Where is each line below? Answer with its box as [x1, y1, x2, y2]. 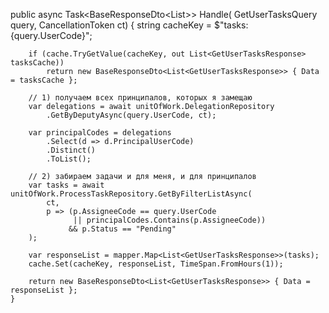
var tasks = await [28, 180, 105, 190]
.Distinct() [46, 145, 97, 155]
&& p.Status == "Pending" [68, 224, 177, 234]
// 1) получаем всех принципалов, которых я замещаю [28, 93, 253, 103]
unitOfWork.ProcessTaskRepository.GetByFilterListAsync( [10, 189, 253, 199]
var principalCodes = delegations [28, 128, 172, 138]
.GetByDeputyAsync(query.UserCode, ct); [46, 110, 217, 120]
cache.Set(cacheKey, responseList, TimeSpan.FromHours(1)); [28, 259, 284, 269]
